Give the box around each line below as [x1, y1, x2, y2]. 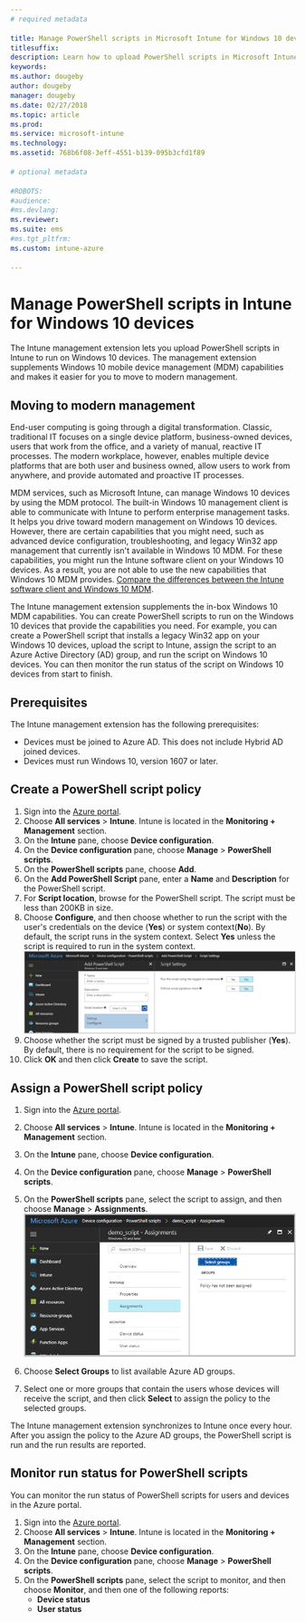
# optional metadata [10, 168, 89, 177]
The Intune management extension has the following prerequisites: [10, 719, 260, 730]
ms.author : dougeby [10, 72, 84, 82]
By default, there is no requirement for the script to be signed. [23, 1044, 254, 1055]
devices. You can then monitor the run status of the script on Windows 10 [10, 659, 284, 670]
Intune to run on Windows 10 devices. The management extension [10, 352, 257, 363]
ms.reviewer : [10, 216, 60, 225]
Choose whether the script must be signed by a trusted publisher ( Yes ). [23, 1035, 291, 1046]
